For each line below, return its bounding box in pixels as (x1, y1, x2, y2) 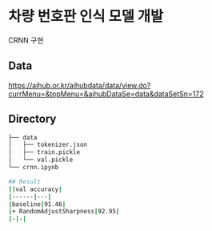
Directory (8, 112, 57, 126)
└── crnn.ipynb (8, 164, 59, 172)
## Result (8, 177, 42, 185)
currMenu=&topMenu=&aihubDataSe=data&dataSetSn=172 (8, 89, 204, 99)
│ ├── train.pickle (8, 148, 81, 156)
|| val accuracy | (8, 185, 62, 193)
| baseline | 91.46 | (8, 200, 66, 209)
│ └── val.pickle (8, 156, 74, 164)
